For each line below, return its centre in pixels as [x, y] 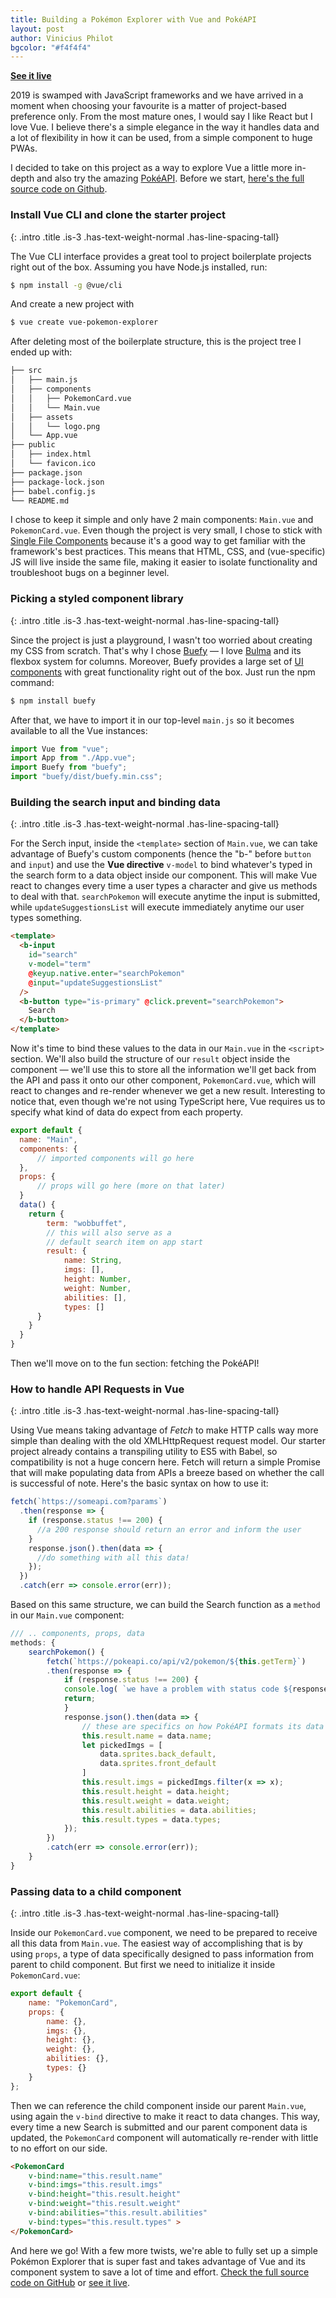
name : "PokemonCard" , [73, 2002]
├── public [33, 445]
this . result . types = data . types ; [151, 1819]
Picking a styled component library [97, 599]
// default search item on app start [124, 1242]
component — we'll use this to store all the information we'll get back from [163, 1070]
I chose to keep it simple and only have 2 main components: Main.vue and [162, 520]
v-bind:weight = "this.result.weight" [105, 2204]
